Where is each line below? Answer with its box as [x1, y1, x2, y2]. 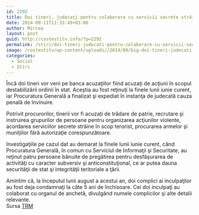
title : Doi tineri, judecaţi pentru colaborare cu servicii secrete [6, 14, 179, 20]
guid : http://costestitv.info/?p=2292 [6, 36, 102, 42]
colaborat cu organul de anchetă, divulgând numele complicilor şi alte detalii [6, 190, 192, 197]
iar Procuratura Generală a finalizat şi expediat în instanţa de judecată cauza [6, 92, 192, 100]
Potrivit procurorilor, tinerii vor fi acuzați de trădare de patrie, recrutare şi [6, 110, 184, 117]
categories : [6, 53, 36, 59]
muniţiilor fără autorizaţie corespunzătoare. [6, 129, 111, 136]
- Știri [11, 63, 31, 70]
